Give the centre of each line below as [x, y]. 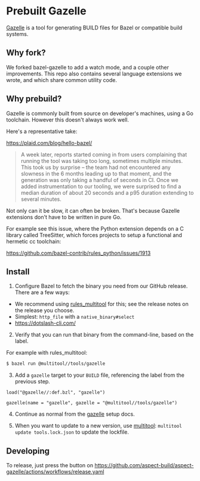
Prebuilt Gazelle [46, 11]
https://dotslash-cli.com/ [45, 323]
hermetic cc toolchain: [34, 241]
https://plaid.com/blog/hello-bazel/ [49, 143]
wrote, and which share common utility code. [62, 80]
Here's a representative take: [42, 131]
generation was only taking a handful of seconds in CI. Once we [99, 180]
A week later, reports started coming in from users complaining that [104, 155]
